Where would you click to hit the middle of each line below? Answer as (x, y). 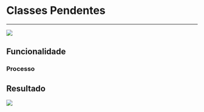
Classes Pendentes (56, 11)
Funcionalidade (36, 52)
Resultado (26, 88)
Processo (21, 69)
